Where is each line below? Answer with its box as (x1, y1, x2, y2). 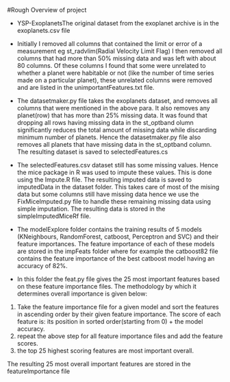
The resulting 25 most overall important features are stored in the (7, 360, 192, 368)
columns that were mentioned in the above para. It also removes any (16, 104, 210, 112)
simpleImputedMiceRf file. (16, 212, 91, 220)
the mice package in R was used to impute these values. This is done (16, 168, 212, 176)
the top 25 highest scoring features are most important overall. (16, 346, 194, 355)
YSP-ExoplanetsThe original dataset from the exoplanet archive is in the (16, 19, 219, 27)
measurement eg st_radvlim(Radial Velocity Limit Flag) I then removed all (16, 47, 222, 55)
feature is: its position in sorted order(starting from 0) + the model (16, 318, 203, 325)
